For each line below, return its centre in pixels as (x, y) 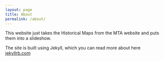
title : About (19, 14)
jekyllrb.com (18, 53)
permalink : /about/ (25, 19)
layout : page (19, 10)
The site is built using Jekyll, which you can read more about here (73, 48)
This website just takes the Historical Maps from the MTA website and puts (82, 33)
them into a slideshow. (28, 38)
